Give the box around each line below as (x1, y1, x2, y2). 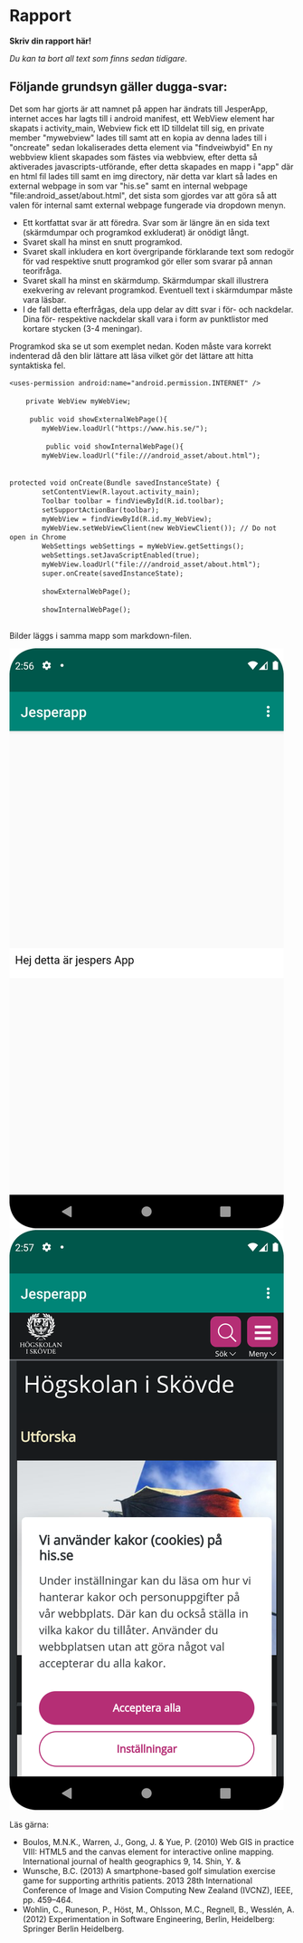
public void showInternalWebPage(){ (45, 441, 184, 451)
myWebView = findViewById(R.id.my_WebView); (42, 514, 213, 524)
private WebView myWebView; (25, 396, 131, 406)
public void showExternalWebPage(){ (29, 414, 168, 424)
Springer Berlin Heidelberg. (22, 1923, 125, 1934)
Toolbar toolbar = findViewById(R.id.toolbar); (42, 496, 224, 506)
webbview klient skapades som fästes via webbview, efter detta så (9, 151, 258, 162)
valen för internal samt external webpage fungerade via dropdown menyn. (9, 199, 287, 210)
